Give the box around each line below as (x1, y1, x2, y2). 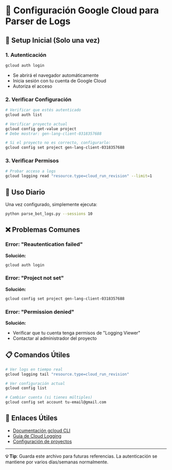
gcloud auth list (5, 112, 42, 117)
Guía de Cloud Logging (12, 433, 61, 439)
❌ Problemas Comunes (5, 226, 80, 234)
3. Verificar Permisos (5, 157, 59, 165)
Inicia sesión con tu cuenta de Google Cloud (12, 77, 106, 84)
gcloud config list (5, 385, 47, 391)
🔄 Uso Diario (5, 188, 46, 196)
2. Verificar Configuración (5, 96, 72, 103)
